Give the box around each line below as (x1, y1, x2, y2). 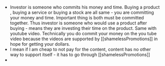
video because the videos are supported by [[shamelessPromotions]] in (9, 36, 158, 42)
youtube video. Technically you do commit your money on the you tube (9, 31, 157, 36)
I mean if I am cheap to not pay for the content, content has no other (9, 47, 151, 52)
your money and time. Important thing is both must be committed (9, 15, 144, 20)
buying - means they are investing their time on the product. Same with (9, 25, 156, 31)
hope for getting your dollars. (9, 41, 70, 47)
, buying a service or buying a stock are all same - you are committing (9, 9, 154, 15)
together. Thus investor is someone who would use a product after (9, 20, 147, 26)
